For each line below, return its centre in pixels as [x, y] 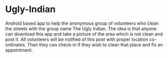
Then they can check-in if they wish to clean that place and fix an [95, 44]
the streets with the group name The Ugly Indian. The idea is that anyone [81, 28]
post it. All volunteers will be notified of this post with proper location [77, 39]
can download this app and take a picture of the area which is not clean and [84, 34]
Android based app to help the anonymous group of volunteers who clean [82, 23]
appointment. [19, 50]
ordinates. [16, 44]
